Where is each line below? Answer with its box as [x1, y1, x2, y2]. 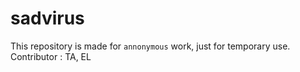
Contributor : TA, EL [10, 50, 92, 62]
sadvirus [10, 7, 85, 30]
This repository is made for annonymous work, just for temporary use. [10, 40, 291, 52]
